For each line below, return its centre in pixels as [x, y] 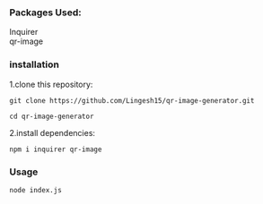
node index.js [36, 190]
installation [35, 64]
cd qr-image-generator [52, 116]
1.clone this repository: [51, 84]
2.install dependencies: [53, 132]
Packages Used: [46, 13]
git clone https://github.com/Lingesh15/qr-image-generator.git [132, 100]
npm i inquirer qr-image [56, 149]
